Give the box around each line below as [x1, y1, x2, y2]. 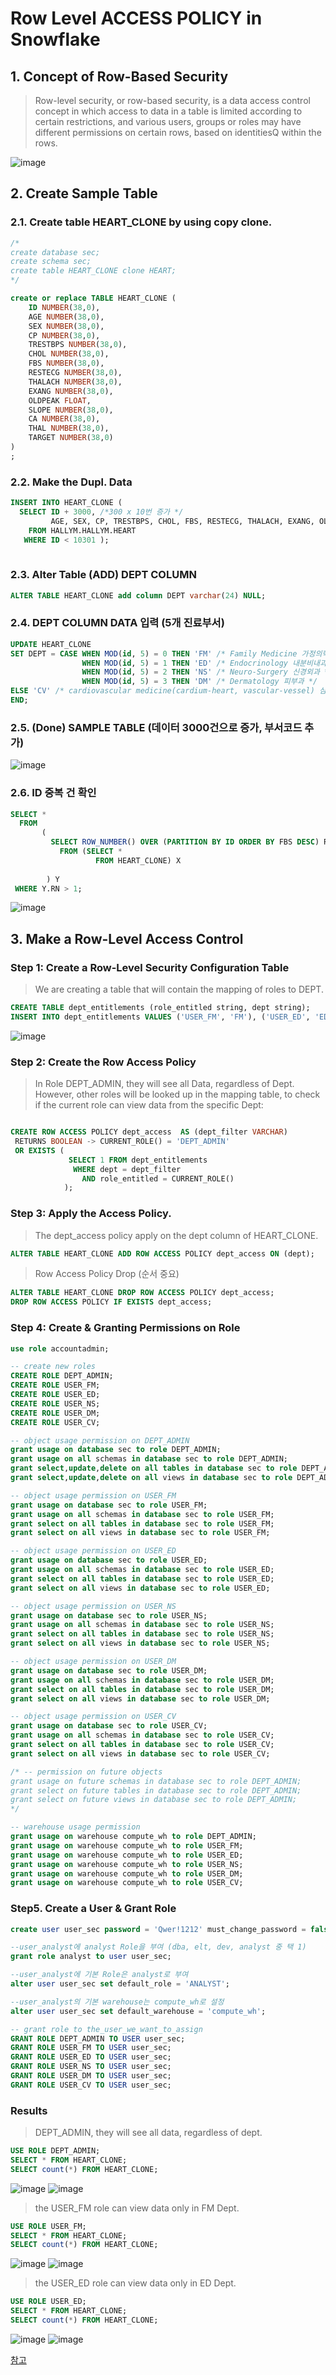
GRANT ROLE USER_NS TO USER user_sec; [10, 2062, 172, 2072]
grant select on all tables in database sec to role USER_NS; [10, 1629, 275, 1639]
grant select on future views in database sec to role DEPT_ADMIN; [10, 1795, 298, 1805]
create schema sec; [10, 257, 92, 267]
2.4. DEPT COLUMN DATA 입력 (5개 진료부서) [10, 616, 225, 630]
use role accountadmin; [10, 1343, 110, 1354]
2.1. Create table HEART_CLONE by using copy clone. [10, 215, 273, 229]
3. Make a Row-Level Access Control [10, 930, 244, 947]
